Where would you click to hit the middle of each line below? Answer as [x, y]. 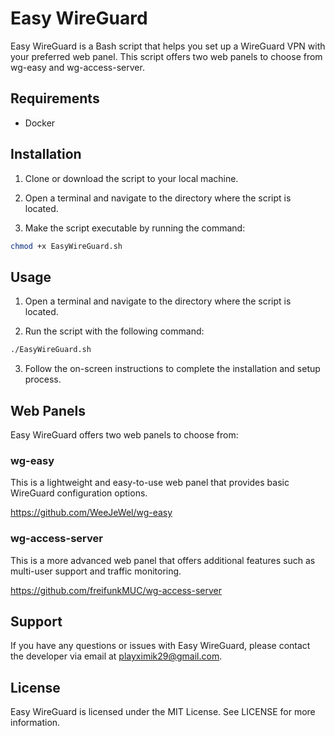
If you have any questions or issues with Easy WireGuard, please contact [160, 646]
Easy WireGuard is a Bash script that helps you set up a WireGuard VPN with [168, 46]
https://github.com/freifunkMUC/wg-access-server [116, 590]
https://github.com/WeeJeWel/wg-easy [91, 513]
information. [35, 723]
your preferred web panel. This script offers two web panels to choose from [166, 56]
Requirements [55, 98]
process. [43, 379]
